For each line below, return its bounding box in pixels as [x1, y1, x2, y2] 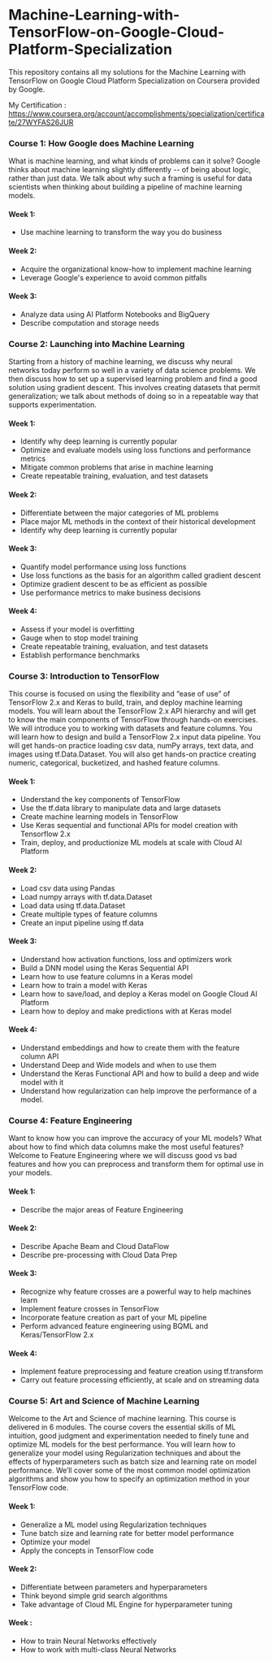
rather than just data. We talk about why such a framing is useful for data [8, 173, 253, 184]
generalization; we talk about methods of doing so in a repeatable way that [8, 392, 259, 401]
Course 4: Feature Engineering [8, 1115, 132, 1126]
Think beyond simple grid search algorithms [19, 1590, 168, 1600]
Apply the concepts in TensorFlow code [19, 1546, 154, 1555]
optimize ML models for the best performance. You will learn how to [8, 1440, 236, 1450]
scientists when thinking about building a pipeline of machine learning [8, 182, 242, 192]
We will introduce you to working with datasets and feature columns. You [8, 723, 253, 733]
